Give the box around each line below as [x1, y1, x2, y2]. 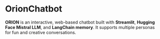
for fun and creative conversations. [5, 29, 76, 35]
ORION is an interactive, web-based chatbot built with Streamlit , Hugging [5, 19, 155, 25]
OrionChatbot [5, 3, 63, 14]
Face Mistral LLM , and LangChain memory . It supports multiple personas [5, 24, 155, 30]
